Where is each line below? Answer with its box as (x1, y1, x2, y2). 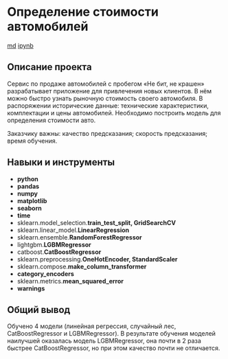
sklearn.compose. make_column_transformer (16, 262, 147, 270)
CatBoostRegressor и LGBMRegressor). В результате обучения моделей (7, 329, 216, 338)
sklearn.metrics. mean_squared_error (16, 277, 124, 285)
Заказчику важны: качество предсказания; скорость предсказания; (7, 129, 208, 137)
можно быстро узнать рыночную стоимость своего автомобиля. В (7, 94, 203, 102)
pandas (16, 182, 40, 190)
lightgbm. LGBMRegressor (16, 240, 91, 248)
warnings (16, 284, 45, 292)
